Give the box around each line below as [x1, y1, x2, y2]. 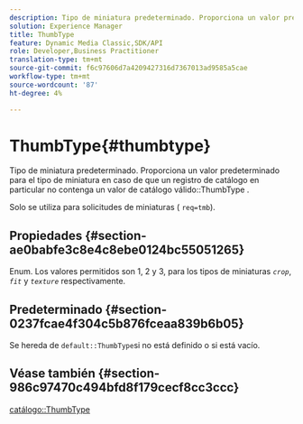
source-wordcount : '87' [9, 80, 99, 89]
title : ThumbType [9, 30, 75, 39]
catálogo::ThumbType [9, 403, 90, 415]
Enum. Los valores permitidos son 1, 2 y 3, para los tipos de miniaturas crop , [9, 266, 292, 277]
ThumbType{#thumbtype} [9, 135, 212, 156]
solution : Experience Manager [9, 22, 124, 31]
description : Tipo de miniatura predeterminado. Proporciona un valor [9, 13, 280, 23]
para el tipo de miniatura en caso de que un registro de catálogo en [9, 175, 260, 186]
